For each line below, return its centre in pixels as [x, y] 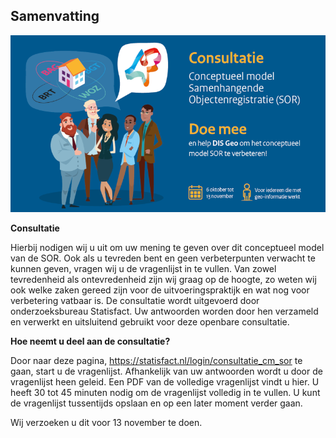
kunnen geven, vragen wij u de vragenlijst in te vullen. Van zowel [143, 268]
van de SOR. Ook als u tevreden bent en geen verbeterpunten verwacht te [163, 258]
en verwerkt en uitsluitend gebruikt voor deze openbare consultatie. [150, 321]
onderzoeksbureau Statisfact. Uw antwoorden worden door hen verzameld [164, 311]
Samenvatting [55, 16]
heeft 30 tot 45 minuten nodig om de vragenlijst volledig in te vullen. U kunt [165, 392]
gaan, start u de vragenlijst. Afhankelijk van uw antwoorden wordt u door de [166, 371]
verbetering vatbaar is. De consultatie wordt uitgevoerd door [135, 300]
